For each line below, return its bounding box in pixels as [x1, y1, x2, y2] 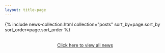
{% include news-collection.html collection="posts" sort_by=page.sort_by [5, 21, 160, 27]
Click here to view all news [57, 42, 113, 48]
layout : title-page [5, 7, 46, 13]
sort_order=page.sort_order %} [5, 26, 71, 33]
